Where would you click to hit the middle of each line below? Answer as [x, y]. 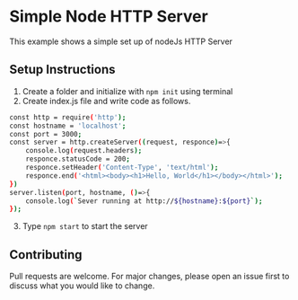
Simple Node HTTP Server [109, 17]
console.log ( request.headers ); [84, 151]
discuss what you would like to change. [82, 286]
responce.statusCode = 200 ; [78, 159]
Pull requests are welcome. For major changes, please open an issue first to [149, 277]
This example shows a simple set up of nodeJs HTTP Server [121, 41]
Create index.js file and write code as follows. [106, 101]
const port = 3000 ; [46, 134]
